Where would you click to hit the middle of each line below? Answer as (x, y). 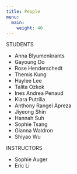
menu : (13, 17)
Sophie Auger (31, 159)
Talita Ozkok (29, 87)
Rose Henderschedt (38, 69)
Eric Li (22, 166)
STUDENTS (20, 45)
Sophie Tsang (31, 124)
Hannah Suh (29, 118)
